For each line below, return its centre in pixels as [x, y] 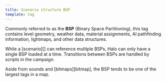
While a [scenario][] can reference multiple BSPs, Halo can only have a [78, 49]
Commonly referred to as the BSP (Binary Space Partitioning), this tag [77, 28]
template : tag [20, 14]
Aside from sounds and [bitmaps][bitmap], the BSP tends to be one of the [81, 69]
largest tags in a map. [27, 74]
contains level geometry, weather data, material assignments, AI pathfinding [83, 34]
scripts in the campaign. [30, 59]
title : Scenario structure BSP [38, 10]
